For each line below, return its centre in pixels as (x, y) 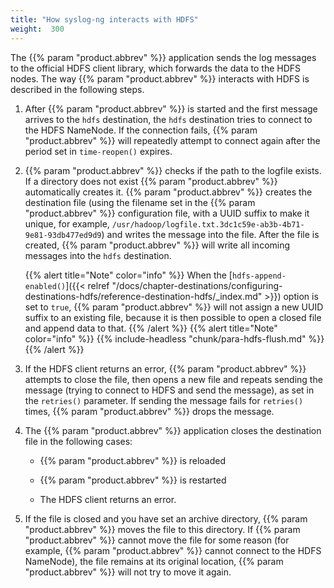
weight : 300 (37, 29)
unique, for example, (67, 223)
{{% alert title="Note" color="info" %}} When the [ (128, 275)
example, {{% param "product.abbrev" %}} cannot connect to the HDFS (173, 550)
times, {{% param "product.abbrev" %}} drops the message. (149, 411)
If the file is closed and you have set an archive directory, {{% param (166, 518)
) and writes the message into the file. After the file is (210, 234)
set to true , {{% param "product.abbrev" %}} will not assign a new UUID (174, 307)
